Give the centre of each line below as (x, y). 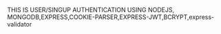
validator (20, 24)
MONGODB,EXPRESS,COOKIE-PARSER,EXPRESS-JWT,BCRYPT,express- (111, 17)
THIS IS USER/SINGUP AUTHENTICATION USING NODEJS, (91, 10)
